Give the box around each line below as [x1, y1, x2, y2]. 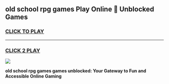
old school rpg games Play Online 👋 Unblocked [5, 5, 154, 14]
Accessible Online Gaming [5, 73, 62, 79]
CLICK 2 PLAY [5, 47, 40, 54]
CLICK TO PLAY [5, 28, 44, 35]
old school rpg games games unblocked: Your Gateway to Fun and [5, 67, 147, 73]
